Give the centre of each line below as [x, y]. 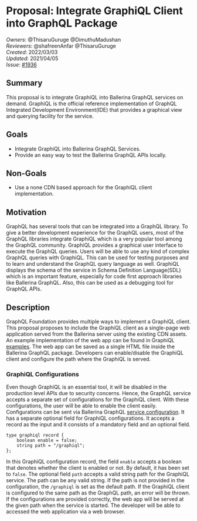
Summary [24, 83]
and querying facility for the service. [50, 116]
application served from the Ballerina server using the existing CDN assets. [97, 334]
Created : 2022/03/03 [32, 52]
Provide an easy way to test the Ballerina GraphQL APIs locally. [91, 155]
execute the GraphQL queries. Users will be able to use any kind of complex [98, 252]
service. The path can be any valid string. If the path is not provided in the [95, 480]
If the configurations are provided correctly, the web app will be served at [95, 499]
